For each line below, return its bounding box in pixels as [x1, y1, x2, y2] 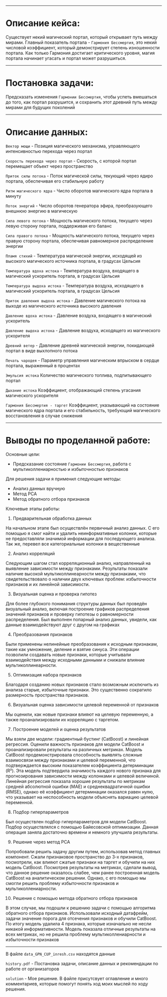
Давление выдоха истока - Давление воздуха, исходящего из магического [5, 327, 161, 333]
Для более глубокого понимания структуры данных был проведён [5, 600, 147, 606]
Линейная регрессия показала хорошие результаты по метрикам [5, 778, 145, 784]
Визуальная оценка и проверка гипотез [12, 591, 97, 597]
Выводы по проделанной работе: [5, 435, 151, 446]
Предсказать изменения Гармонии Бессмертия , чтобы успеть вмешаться [5, 94, 157, 100]
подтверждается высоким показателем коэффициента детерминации [5, 762, 154, 768]
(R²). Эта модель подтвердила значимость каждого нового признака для [5, 768, 161, 774]
